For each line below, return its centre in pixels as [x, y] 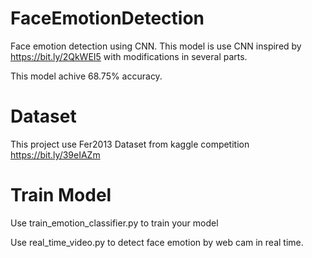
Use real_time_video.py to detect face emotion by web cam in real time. [157, 242]
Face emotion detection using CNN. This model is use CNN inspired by [156, 46]
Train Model [61, 195]
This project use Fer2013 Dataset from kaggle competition [130, 144]
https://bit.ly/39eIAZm [55, 154]
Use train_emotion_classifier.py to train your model [114, 223]
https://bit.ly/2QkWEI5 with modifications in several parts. [129, 56]
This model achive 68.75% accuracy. [86, 76]
